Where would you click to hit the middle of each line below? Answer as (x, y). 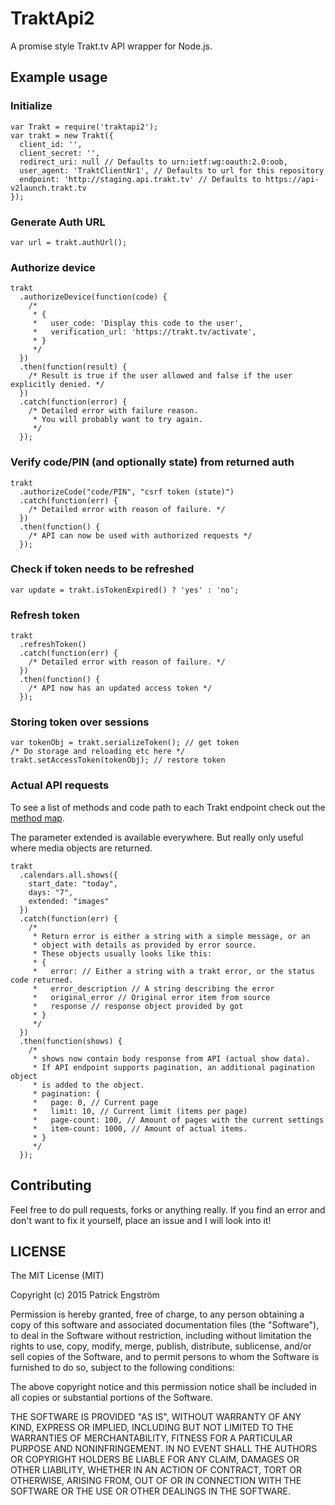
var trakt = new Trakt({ (62, 135)
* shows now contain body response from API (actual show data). (171, 1058)
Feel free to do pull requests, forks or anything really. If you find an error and (168, 1209)
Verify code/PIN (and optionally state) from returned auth (152, 462)
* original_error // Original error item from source (151, 997)
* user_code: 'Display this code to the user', (138, 323)
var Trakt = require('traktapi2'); (84, 127)
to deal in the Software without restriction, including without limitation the (161, 1336)
